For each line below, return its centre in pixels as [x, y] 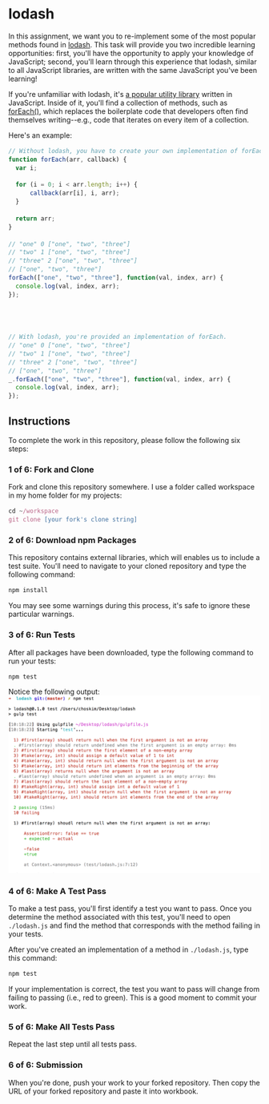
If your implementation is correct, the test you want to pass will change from [134, 989]
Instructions [39, 421]
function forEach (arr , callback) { [68, 159]
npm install [28, 590]
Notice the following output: [54, 692]
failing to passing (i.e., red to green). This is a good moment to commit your [133, 997]
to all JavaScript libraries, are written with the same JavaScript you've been [133, 70]
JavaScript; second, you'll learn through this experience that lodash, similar [133, 62]
